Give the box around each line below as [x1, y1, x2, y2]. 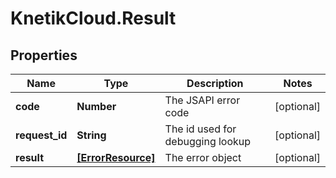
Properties [10, 47, 78, 64]
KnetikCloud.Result [10, 7, 177, 30]
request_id [15, 128, 68, 142]
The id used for [164, 122, 237, 136]
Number [76, 100, 117, 113]
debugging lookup [164, 135, 252, 148]
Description [186, 77, 244, 90]
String [76, 128, 107, 142]
